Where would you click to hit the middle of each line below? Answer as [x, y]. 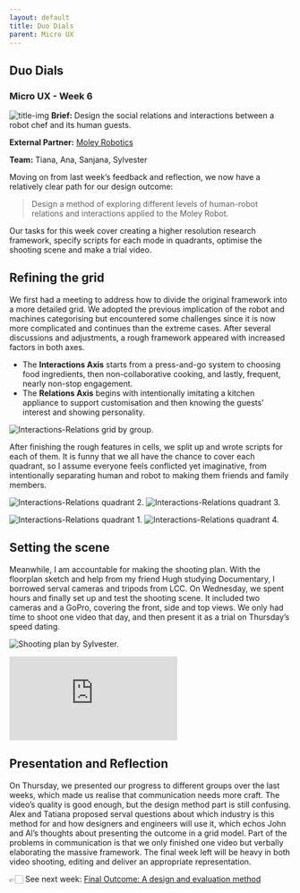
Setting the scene [60, 548]
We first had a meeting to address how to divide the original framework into [149, 299]
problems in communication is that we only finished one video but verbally [146, 842]
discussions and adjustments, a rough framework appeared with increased [147, 338]
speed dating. [35, 626]
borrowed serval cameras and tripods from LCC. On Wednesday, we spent [147, 588]
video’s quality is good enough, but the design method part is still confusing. [150, 804]
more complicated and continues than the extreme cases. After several [140, 328]
